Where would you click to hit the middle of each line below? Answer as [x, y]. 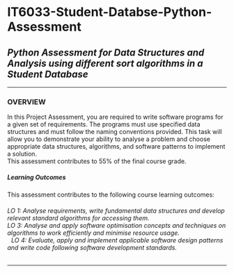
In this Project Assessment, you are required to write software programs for [116, 117]
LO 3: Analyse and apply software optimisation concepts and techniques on [117, 225]
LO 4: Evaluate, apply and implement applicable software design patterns [117, 240]
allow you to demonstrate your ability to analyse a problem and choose [109, 139]
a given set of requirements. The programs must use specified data [104, 124]
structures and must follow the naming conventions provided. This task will [115, 132]
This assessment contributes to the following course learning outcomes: [111, 195]
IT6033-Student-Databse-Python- [110, 12]
